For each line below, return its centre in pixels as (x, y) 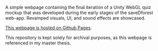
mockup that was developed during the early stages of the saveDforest (79, 13)
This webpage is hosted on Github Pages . (49, 28)
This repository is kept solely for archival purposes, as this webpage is (78, 38)
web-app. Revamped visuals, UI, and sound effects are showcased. (75, 18)
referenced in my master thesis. (38, 43)
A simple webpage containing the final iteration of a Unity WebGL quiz (78, 7)
